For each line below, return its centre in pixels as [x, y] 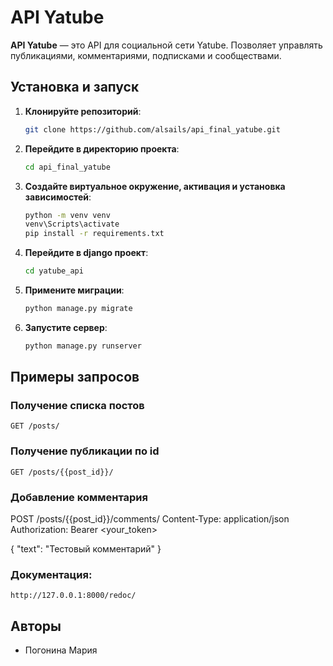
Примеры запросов [75, 377]
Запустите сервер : [66, 327]
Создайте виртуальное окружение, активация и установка [155, 186]
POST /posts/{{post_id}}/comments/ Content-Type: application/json [150, 519]
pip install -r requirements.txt [94, 234]
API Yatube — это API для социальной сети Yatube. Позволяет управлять [166, 45]
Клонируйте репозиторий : [83, 111]
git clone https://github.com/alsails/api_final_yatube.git [152, 129]
